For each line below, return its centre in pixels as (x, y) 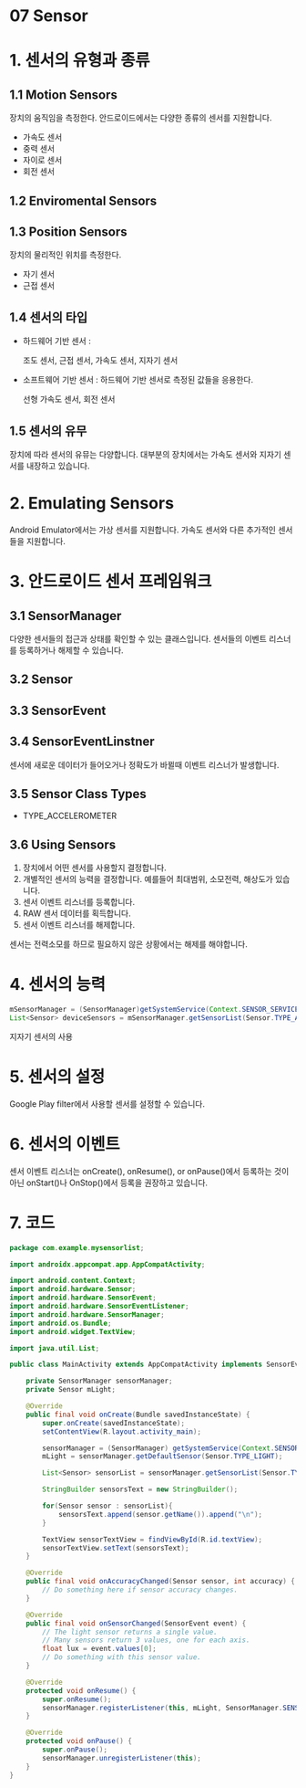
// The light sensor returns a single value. (130, 1632)
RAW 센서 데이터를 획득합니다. (76, 913)
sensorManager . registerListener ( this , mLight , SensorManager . (163, 1708)
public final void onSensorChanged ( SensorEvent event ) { (136, 1623)
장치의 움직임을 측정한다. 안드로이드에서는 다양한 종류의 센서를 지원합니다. (141, 118)
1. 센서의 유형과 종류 (80, 61)
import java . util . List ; (55, 1348)
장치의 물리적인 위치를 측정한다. (66, 255)
